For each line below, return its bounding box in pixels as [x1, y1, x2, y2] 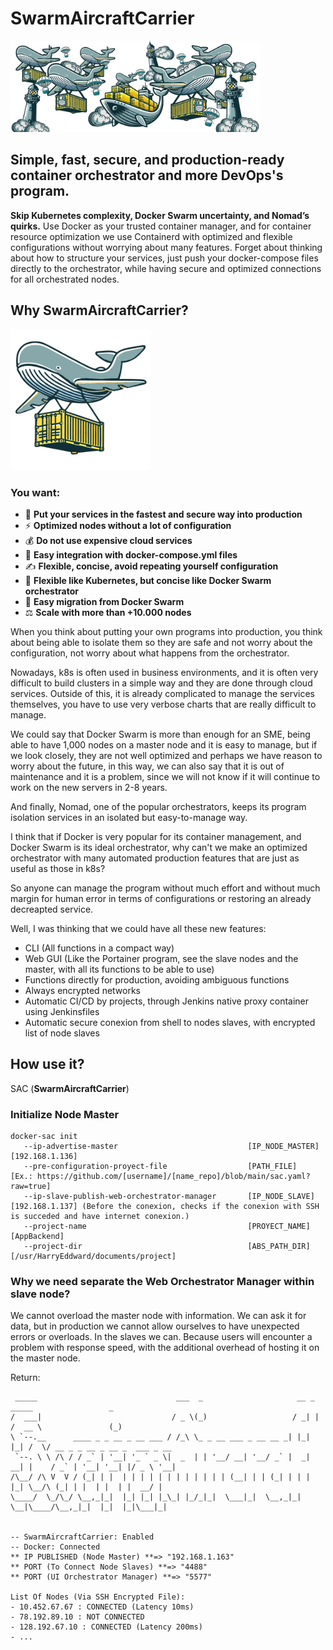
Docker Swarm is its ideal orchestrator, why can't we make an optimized [10, 841, 308, 853]
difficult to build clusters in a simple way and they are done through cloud [10, 677, 313, 689]
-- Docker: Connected [10, 1542, 101, 1552]
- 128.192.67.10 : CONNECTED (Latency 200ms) [10, 1622, 203, 1632]
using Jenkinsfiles [24, 1005, 100, 1017]
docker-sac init [10, 1132, 78, 1142]
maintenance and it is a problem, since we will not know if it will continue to [10, 770, 321, 782]
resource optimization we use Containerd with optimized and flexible [10, 230, 293, 242]
